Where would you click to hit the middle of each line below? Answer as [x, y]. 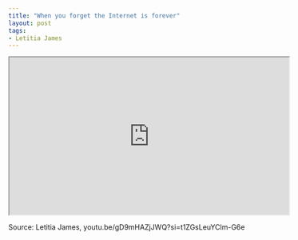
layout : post [30, 23]
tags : [17, 30]
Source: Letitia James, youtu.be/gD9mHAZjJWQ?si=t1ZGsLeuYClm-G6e [127, 227]
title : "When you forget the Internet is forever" [94, 16]
